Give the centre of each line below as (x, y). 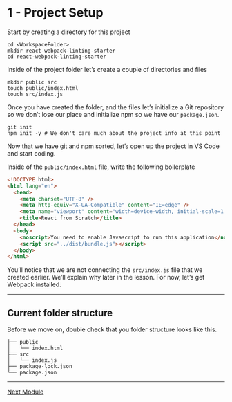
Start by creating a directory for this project (69, 32)
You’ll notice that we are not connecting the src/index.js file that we (105, 270)
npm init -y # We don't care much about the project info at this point (114, 133)
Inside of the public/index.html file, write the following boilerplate (101, 167)
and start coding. (31, 153)
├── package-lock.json (40, 367)
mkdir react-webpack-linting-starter (61, 51)
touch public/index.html (43, 88)
